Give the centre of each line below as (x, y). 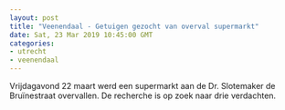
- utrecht (28, 52)
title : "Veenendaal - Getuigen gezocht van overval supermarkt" (134, 26)
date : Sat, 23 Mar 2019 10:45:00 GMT (81, 35)
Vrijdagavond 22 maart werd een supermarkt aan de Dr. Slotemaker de (142, 86)
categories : (32, 43)
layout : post (34, 18)
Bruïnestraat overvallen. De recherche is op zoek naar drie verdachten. (143, 95)
